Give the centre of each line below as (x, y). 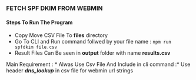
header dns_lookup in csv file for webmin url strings (70, 71)
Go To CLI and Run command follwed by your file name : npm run (93, 42)
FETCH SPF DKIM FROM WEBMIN (54, 8)
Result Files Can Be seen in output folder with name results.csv (92, 53)
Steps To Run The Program (39, 22)
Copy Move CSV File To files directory (61, 35)
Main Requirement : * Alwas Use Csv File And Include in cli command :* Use (98, 64)
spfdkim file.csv (36, 47)
